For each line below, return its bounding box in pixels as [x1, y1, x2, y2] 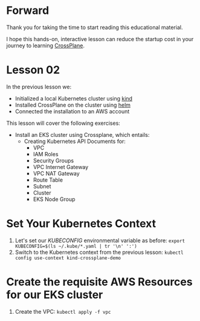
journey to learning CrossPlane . [6, 42, 85, 49]
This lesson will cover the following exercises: [6, 119, 121, 127]
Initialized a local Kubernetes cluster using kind [15, 94, 133, 102]
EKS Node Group [33, 195, 76, 203]
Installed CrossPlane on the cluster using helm [15, 101, 131, 108]
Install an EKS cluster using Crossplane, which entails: [15, 131, 150, 138]
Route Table [33, 176, 63, 184]
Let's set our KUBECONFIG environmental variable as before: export [15, 237, 185, 244]
